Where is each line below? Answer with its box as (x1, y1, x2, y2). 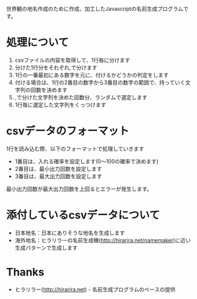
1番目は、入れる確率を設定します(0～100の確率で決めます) (14, 157, 159, 165)
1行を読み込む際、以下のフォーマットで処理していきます (6, 145, 144, 152)
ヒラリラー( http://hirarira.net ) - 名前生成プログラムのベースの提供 (14, 285, 176, 293)
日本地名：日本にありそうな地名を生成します (14, 229, 125, 236)
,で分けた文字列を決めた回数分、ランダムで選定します (14, 94, 147, 101)
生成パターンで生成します (14, 244, 78, 251)
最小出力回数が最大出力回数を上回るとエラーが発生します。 (6, 185, 152, 192)
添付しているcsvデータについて (6, 208, 160, 222)
